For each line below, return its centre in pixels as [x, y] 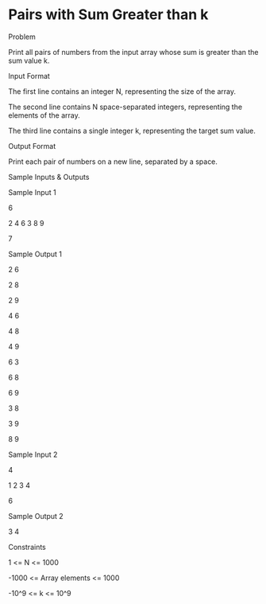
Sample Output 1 [35, 254]
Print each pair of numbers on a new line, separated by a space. [113, 162]
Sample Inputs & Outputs [49, 177]
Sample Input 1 [33, 192]
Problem [22, 37]
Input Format [29, 76]
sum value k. [29, 60]
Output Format [32, 146]
